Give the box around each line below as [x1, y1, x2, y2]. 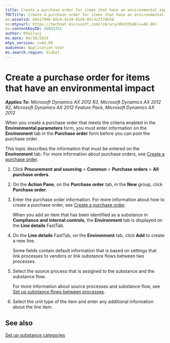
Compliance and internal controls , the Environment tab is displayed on [12, 217, 163, 223]
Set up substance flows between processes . [12, 289, 106, 295]
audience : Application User [5, 45, 65, 50]
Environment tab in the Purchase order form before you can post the [5, 130, 150, 137]
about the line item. [12, 304, 53, 310]
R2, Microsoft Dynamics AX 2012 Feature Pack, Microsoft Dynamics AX [5, 104, 155, 110]
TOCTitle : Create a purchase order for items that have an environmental [5, 12, 164, 17]
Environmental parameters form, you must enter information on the [5, 125, 147, 131]
